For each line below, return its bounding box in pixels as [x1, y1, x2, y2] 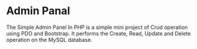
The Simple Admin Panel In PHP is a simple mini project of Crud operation [6, 24, 188, 31]
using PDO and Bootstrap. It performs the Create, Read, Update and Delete [6, 30, 191, 37]
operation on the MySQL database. [6, 36, 93, 43]
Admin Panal [6, 4, 71, 18]
